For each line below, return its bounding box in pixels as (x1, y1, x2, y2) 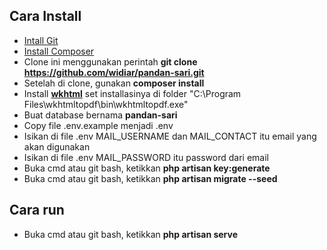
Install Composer (23, 45, 95, 57)
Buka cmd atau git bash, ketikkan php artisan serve (23, 228, 239, 240)
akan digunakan (23, 140, 91, 153)
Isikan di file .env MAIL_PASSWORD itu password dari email (23, 151, 269, 163)
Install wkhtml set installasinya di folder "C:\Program (23, 87, 242, 99)
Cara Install (9, 8, 82, 25)
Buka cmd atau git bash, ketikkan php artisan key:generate (23, 162, 271, 174)
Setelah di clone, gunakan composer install (23, 77, 205, 89)
